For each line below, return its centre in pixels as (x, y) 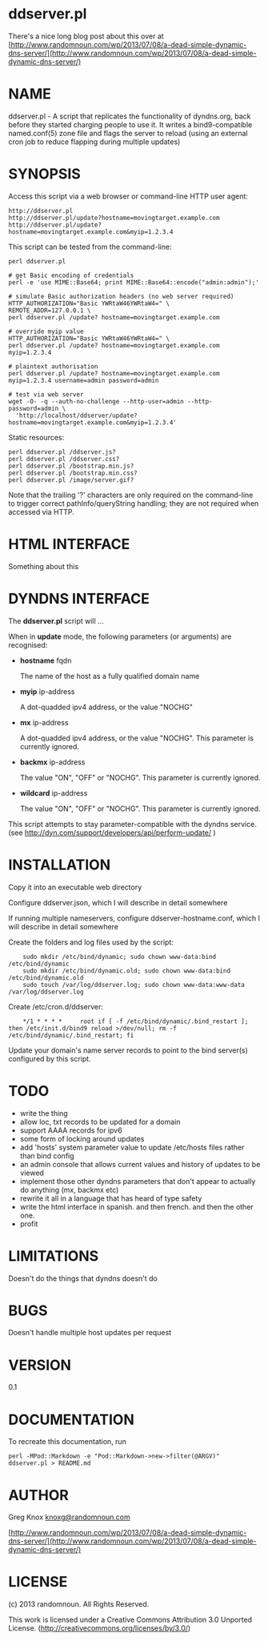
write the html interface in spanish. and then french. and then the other (136, 1206)
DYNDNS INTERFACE (79, 598)
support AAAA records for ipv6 (71, 1130)
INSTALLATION (59, 865)
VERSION (40, 1365)
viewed (32, 1173)
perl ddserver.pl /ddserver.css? (64, 459)
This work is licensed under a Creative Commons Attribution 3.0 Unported (130, 1620)
